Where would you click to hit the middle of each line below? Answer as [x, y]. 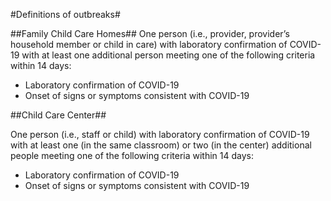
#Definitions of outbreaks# [65, 14]
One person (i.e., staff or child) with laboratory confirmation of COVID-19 [160, 134]
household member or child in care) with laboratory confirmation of [149, 44]
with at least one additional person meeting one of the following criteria [168, 55]
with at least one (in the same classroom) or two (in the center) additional [161, 145]
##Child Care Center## [58, 115]
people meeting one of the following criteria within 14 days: [132, 155]
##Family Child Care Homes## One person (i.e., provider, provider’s [150, 33]
